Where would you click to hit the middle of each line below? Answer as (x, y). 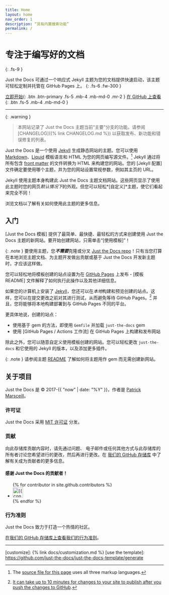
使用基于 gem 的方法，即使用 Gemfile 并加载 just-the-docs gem (79, 325)
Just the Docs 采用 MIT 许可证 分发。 (44, 422)
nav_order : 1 (19, 19)
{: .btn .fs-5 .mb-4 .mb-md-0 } (37, 102)
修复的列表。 (35, 140)
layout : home (19, 15)
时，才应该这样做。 (25, 263)
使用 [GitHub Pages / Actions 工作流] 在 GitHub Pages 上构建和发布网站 (87, 331)
